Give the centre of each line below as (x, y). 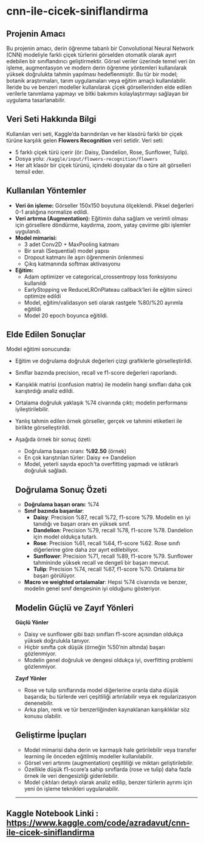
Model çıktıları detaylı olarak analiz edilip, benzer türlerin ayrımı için (108, 782)
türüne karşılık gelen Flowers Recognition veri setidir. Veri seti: (85, 140)
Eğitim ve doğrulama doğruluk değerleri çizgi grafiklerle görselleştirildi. (104, 361)
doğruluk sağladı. (46, 471)
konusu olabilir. (43, 716)
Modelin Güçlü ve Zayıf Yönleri (74, 608)
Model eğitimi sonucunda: (39, 349)
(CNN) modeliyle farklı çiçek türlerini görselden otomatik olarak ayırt (91, 55)
